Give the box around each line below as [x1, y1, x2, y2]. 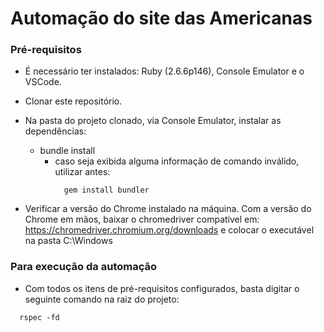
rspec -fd [19, 312, 60, 322]
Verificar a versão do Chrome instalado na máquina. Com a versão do [24, 203, 312, 215]
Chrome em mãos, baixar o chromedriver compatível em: [24, 213, 260, 226]
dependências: [24, 125, 87, 137]
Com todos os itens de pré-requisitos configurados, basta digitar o [24, 282, 300, 294]
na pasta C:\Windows [24, 235, 113, 247]
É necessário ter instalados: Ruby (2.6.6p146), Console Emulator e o [24, 65, 305, 77]
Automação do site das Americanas [10, 7, 313, 30]
